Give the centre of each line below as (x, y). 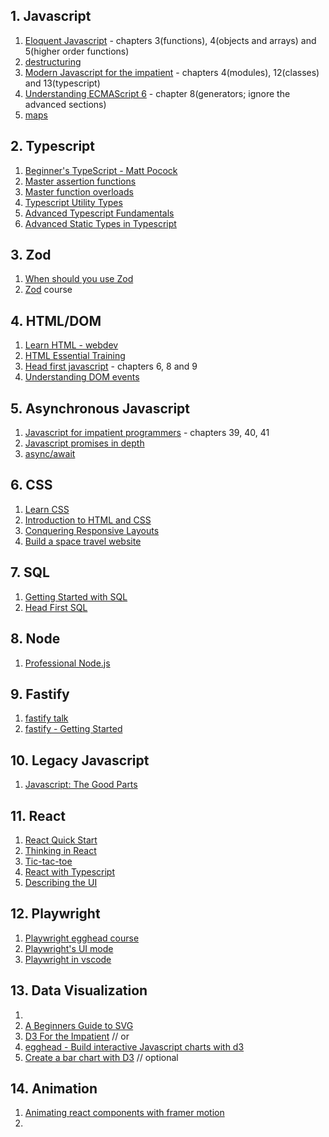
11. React (38, 815)
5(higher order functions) (77, 51)
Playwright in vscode (68, 959)
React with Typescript (70, 871)
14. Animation (54, 1088)
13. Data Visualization (79, 990)
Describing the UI (61, 882)
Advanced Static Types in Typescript (100, 223)
